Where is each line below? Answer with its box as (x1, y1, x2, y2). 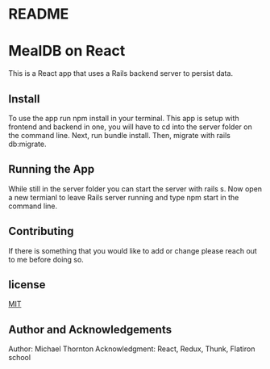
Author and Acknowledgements (8, 322, 172, 336)
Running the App (8, 162, 95, 176)
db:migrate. (8, 139, 47, 149)
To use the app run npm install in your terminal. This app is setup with (8, 113, 239, 123)
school (8, 353, 31, 363)
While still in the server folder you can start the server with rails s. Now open (8, 183, 263, 194)
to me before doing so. (8, 254, 85, 264)
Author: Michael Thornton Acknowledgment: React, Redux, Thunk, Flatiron (8, 344, 255, 354)
